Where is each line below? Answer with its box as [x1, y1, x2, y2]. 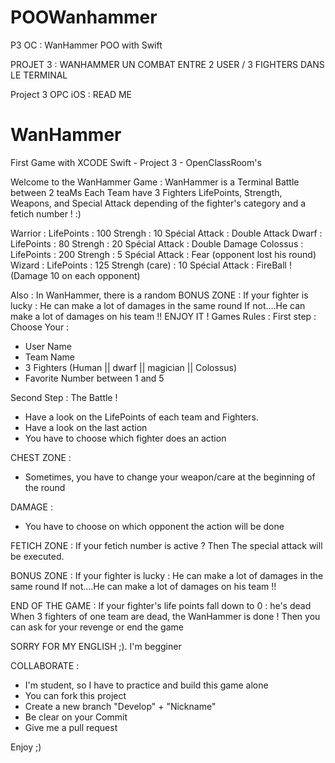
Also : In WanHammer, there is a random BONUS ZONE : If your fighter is [10, 289, 309, 301]
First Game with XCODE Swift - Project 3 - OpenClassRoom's [10, 156, 262, 168]
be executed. [10, 550, 65, 562]
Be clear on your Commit [24, 711, 128, 723]
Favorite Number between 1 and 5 [24, 372, 165, 384]
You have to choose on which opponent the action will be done [24, 520, 285, 532]
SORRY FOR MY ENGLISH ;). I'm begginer [10, 640, 182, 652]
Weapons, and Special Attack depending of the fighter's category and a [10, 197, 307, 209]
